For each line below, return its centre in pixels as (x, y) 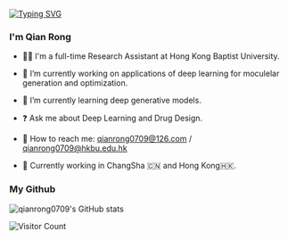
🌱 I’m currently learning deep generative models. (112, 100)
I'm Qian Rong (40, 37)
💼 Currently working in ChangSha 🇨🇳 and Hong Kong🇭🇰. (129, 166)
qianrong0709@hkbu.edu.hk (74, 148)
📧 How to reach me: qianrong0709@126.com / (107, 139)
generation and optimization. (75, 83)
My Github (33, 189)
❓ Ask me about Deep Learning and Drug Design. (112, 118)
